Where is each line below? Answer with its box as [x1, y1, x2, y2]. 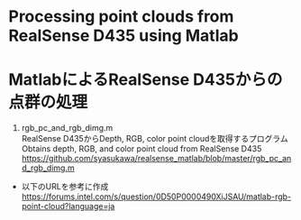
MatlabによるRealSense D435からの [8, 69, 283, 90]
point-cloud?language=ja [21, 201, 115, 212]
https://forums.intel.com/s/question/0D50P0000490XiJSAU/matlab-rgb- [21, 191, 292, 202]
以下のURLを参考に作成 [21, 181, 109, 192]
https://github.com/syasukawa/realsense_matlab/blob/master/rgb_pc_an [21, 153, 292, 164]
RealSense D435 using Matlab [8, 25, 240, 46]
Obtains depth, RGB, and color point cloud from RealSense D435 [21, 143, 262, 154]
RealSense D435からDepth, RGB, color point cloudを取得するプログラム [21, 133, 289, 144]
